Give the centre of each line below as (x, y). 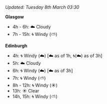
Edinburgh (16, 46)
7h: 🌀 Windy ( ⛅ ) (29, 78)
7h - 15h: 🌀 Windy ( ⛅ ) (35, 34)
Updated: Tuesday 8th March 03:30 (42, 7)
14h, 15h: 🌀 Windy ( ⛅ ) (35, 96)
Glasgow (14, 17)
